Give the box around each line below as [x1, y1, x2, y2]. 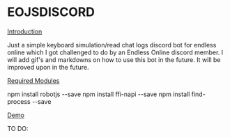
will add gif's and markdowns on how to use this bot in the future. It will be [7, 55, 221, 63]
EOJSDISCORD [7, 4, 95, 20]
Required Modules [7, 76, 60, 84]
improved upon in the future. [7, 63, 89, 71]
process [7, 97, 31, 105]
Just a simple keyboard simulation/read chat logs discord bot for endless [7, 40, 217, 49]
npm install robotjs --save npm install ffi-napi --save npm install [7, 90, 190, 98]
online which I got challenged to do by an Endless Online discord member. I [7, 48, 224, 56]
